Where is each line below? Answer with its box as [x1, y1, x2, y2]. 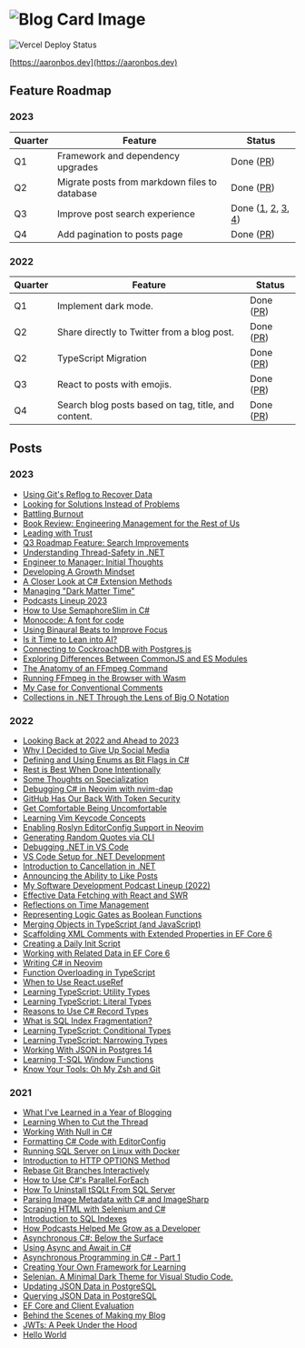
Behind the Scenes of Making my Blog [22, 1310, 166, 1321]
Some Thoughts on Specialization [22, 773, 149, 784]
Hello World [22, 1329, 67, 1341]
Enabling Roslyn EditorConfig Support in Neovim [22, 821, 204, 832]
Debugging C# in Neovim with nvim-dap [22, 783, 173, 794]
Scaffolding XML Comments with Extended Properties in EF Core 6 [22, 928, 272, 939]
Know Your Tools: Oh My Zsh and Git [22, 1063, 161, 1074]
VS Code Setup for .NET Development [22, 850, 165, 861]
